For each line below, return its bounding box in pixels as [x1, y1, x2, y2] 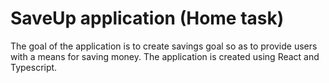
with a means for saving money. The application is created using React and [10, 50, 320, 62]
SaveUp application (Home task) [10, 7, 285, 30]
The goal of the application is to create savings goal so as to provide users [10, 40, 318, 52]
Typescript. [10, 61, 58, 73]
